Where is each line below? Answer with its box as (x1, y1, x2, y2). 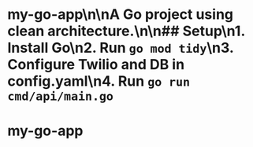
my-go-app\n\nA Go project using (7, 6, 234, 24)
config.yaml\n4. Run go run (7, 72, 191, 90)
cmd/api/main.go (7, 89, 113, 104)
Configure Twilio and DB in (7, 56, 185, 74)
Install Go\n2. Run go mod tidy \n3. (7, 39, 234, 57)
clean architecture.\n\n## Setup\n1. (7, 22, 245, 40)
